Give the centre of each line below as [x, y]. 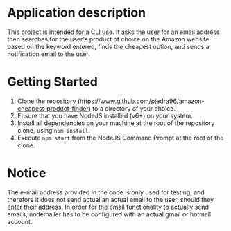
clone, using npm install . [53, 130]
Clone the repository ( [49, 101]
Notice [27, 173]
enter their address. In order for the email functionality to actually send [108, 207]
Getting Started [53, 82]
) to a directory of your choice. [132, 108]
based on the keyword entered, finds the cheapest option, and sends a [108, 46]
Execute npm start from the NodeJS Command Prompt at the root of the [120, 138]
